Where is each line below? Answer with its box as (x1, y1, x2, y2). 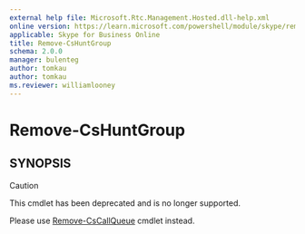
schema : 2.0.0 (9, 47, 64, 56)
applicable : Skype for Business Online (9, 30, 161, 39)
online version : (9, 22, 71, 31)
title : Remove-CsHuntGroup (9, 38, 112, 48)
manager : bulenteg (9, 55, 79, 64)
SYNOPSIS (9, 156, 72, 171)
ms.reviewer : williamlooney (9, 81, 116, 90)
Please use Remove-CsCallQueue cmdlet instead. (9, 215, 195, 226)
